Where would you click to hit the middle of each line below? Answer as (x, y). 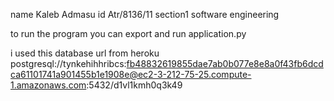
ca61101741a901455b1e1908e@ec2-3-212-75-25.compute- (131, 74)
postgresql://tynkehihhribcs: (68, 63)
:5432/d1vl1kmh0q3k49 (134, 85)
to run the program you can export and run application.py (128, 33)
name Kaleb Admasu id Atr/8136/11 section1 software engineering (145, 14)
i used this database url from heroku (85, 53)
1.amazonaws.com (48, 85)
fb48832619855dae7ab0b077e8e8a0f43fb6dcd (225, 63)
